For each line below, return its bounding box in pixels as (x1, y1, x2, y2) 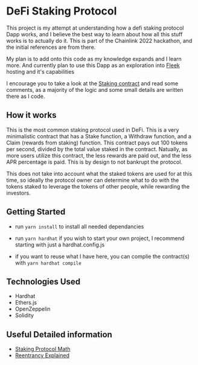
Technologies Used (6, 276, 80, 286)
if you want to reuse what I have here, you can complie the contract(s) (14, 253, 190, 260)
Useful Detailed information (6, 329, 113, 340)
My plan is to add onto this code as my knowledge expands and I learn (6, 55, 182, 62)
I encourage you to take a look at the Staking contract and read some (6, 80, 179, 87)
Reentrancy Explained (14, 352, 69, 359)
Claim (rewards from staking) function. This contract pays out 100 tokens (6, 139, 188, 146)
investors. (6, 189, 31, 196)
